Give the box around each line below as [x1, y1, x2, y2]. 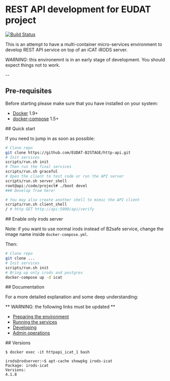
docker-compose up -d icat [5, 275, 63, 280]
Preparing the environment [12, 314, 69, 320]
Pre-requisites [5, 87, 52, 96]
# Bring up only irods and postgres [5, 270, 83, 275]
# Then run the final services [5, 164, 72, 170]
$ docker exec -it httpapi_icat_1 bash [5, 350, 90, 355]
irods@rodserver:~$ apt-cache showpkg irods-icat [5, 359, 113, 364]
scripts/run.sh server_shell [5, 178, 67, 183]
